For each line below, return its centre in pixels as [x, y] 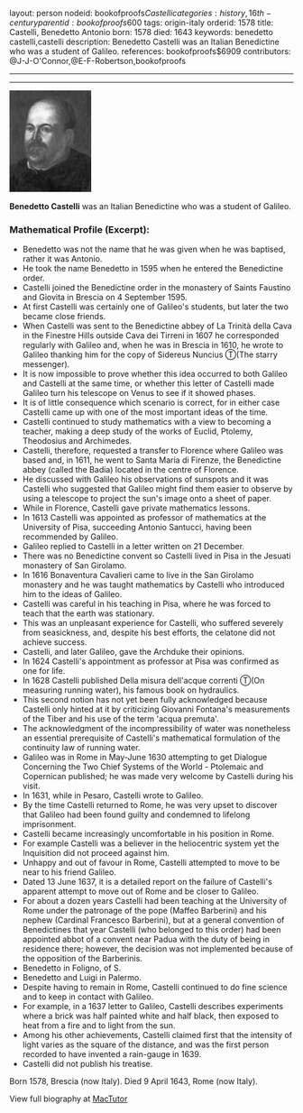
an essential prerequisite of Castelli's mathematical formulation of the [151, 738]
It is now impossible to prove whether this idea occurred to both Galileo [155, 374]
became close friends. [64, 317]
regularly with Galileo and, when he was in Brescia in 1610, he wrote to [153, 345]
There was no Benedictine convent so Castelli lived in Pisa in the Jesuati [156, 556]
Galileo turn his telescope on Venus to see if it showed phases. [139, 393]
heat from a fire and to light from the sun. [99, 1026]
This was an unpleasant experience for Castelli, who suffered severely [153, 623]
